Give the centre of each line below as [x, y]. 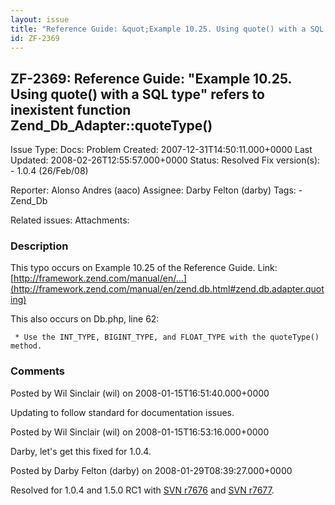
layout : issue [40, 19]
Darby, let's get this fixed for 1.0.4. [81, 451]
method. [26, 346]
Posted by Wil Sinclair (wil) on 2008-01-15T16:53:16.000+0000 [140, 432]
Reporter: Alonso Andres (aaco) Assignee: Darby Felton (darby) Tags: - [156, 190]
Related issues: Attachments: [70, 220]
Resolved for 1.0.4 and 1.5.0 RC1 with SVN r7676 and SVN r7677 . [142, 490]
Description [39, 246]
